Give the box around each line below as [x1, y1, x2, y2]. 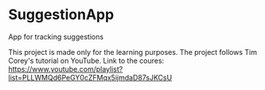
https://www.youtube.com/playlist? [8, 64, 123, 73]
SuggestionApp [8, 6, 115, 24]
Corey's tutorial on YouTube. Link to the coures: [8, 56, 165, 65]
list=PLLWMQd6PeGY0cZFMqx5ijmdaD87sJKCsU [8, 72, 173, 82]
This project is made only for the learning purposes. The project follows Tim [8, 47, 257, 57]
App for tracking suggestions [8, 32, 104, 41]
